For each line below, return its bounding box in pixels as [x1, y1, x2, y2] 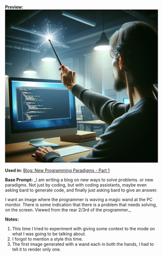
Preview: [5, 4, 23, 10]
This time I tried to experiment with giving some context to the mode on [12, 226, 155, 231]
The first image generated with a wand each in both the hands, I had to [12, 241, 154, 247]
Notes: [5, 216, 19, 222]
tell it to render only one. [12, 246, 62, 252]
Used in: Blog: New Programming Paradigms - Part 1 [5, 168, 110, 173]
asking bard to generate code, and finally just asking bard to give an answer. [5, 187, 158, 193]
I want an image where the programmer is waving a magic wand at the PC [5, 197, 153, 202]
